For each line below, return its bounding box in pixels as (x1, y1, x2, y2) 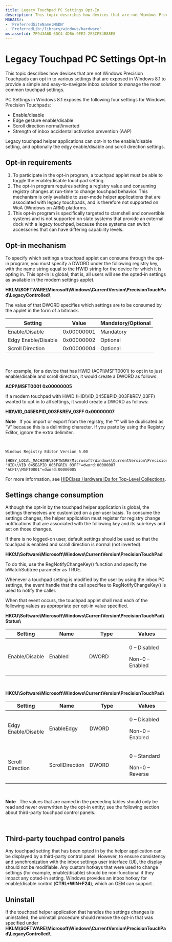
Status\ (5, 618, 21, 625)
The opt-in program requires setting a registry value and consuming (12, 183, 156, 189)
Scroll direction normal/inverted (12, 122, 80, 129)
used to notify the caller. (5, 587, 57, 594)
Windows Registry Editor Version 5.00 (5, 449, 88, 454)
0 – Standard (129, 753, 160, 760)
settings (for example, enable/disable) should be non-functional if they (5, 870, 155, 876)
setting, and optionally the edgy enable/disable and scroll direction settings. (5, 143, 165, 149)
